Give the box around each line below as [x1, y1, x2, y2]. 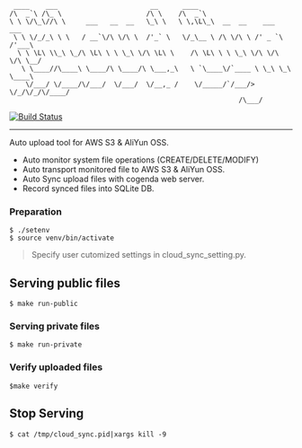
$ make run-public [9, 299, 78, 309]
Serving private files [9, 321, 101, 333]
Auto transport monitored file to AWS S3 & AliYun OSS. [22, 164, 226, 174]
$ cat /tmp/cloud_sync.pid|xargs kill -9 [9, 429, 167, 439]
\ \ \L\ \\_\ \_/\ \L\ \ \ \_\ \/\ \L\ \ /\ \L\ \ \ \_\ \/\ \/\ [17, 48, 280, 57]
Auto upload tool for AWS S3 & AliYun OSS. [9, 137, 169, 147]
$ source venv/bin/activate [9, 233, 115, 243]
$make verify [9, 382, 58, 391]
